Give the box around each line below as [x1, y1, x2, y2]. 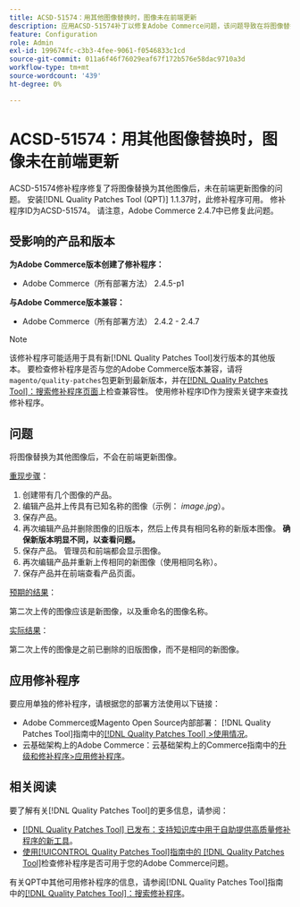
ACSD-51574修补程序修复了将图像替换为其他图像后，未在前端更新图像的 [9, 183, 275, 193]
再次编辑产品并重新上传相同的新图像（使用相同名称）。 [21, 557, 222, 568]
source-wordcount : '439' [9, 72, 102, 81]
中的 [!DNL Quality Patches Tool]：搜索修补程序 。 [9, 887, 190, 898]
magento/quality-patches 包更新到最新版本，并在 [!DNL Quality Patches [9, 375, 269, 386]
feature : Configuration [9, 30, 98, 39]
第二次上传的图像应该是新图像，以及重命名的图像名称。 [9, 606, 212, 617]
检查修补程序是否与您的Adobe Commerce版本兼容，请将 [34, 364, 243, 374]
